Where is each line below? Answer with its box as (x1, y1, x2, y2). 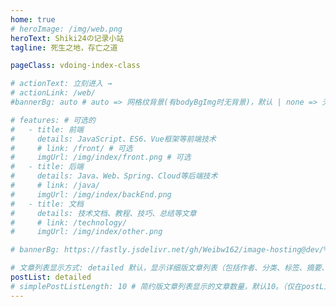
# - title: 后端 (10, 162, 84, 172)
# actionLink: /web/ (10, 88, 97, 98)
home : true (10, 14, 56, 25)
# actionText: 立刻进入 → (10, 79, 113, 89)
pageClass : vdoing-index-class (10, 61, 141, 71)
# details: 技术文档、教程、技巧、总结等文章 (10, 208, 197, 218)
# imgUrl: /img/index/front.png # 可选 (10, 152, 192, 163)
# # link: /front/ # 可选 (10, 143, 133, 153)
